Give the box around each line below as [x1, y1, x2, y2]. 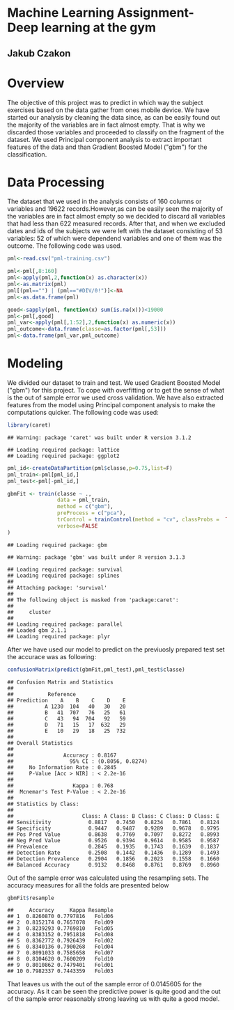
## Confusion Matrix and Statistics [7, 679, 114, 686]
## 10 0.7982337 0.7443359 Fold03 [7, 968, 114, 975]
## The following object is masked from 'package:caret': [7, 597, 179, 603]
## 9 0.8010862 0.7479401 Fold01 [7, 962, 114, 969]
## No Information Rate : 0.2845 [7, 764, 117, 771]
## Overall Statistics [7, 739, 73, 746]
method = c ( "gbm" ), [56, 503, 114, 510]
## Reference [7, 691, 77, 697]
